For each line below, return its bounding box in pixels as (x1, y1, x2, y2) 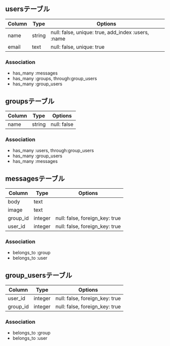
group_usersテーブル (5, 271, 72, 280)
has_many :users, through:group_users (12, 148, 94, 154)
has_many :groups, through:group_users (12, 76, 97, 82)
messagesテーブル (5, 174, 65, 183)
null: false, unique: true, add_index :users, (50, 28, 149, 36)
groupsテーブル (5, 97, 55, 106)
